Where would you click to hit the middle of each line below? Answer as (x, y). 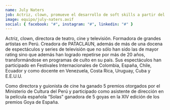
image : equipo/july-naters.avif (39, 19)
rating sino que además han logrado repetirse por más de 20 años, (75, 55)
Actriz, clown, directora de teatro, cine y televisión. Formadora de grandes (83, 39)
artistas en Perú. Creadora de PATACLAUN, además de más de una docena (84, 44)
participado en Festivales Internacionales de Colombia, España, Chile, (78, 65)
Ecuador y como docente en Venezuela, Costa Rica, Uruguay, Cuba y (78, 71)
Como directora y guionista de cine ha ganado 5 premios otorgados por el (83, 86)
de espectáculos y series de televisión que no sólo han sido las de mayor (82, 49)
